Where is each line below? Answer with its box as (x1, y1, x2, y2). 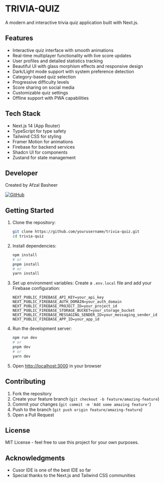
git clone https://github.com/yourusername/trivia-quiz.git (12, 229, 140, 235)
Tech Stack (5, 109, 41, 118)
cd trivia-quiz (12, 234, 44, 239)
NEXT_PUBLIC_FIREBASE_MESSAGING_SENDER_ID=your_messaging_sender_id (12, 312, 158, 317)
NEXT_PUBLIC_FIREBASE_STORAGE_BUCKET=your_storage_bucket (12, 308, 135, 313)
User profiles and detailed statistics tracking (12, 58, 103, 64)
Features (5, 34, 33, 42)
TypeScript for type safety (12, 128, 67, 134)
